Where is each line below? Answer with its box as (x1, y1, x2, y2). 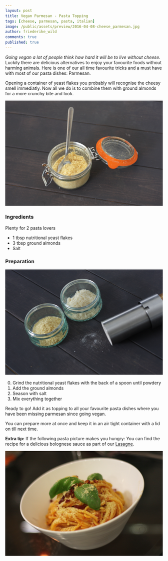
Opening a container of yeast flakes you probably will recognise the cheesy (5, 80, 161, 86)
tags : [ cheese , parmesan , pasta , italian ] (5, 19, 95, 24)
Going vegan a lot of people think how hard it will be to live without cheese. (5, 54, 161, 60)
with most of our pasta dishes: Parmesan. (5, 70, 91, 76)
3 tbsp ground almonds (12, 240, 61, 246)
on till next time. (5, 426, 38, 432)
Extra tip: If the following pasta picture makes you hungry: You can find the (5, 435, 160, 441)
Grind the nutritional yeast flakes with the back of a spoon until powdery (12, 380, 161, 386)
